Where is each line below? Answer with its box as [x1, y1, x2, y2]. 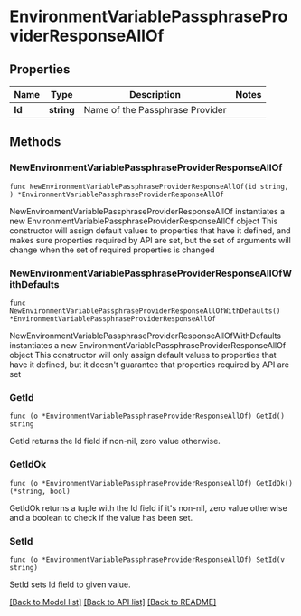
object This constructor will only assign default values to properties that [9, 349, 277, 360]
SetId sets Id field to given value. [9, 579, 131, 590]
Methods [9, 134, 61, 150]
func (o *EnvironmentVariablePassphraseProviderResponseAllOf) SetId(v [9, 554, 285, 564]
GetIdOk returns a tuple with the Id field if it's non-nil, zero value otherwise [9, 502, 287, 513]
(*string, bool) [9, 487, 71, 496]
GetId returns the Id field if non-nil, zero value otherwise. [9, 436, 221, 447]
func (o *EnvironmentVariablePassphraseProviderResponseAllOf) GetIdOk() [9, 479, 294, 488]
